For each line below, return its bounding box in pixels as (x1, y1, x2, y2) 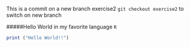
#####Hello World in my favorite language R (6, 23, 117, 30)
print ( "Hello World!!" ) (6, 35, 69, 41)
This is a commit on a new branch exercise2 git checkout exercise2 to (6, 5, 184, 12)
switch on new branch (6, 11, 62, 19)
